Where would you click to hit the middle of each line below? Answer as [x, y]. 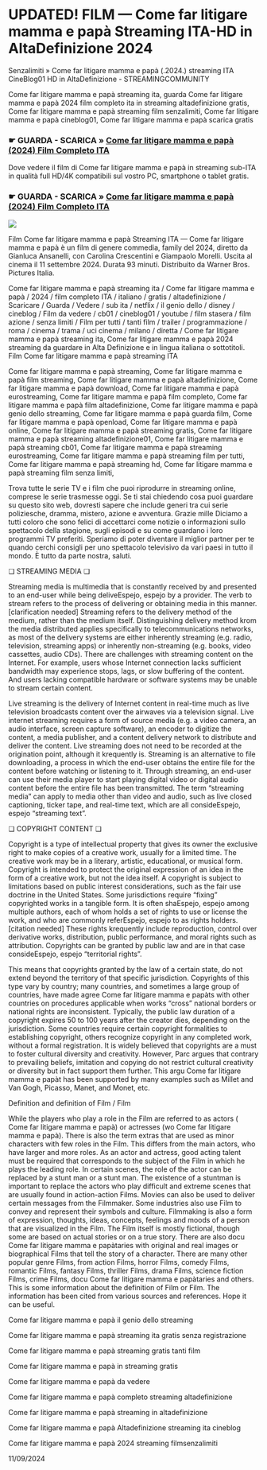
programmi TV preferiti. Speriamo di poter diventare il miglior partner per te [132, 539]
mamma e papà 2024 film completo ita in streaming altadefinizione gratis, [129, 103]
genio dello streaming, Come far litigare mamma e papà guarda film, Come [130, 413]
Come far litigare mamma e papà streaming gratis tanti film [104, 1351]
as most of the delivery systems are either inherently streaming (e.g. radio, [130, 637]
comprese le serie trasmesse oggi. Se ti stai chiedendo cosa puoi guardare [131, 496]
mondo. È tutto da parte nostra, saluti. [70, 555]
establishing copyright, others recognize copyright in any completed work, [130, 1036]
